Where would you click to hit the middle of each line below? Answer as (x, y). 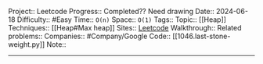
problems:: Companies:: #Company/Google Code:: (89, 36)
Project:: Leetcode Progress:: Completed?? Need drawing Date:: (112, 11)
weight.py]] (27, 44)
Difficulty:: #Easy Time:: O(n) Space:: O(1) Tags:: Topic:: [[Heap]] (122, 20)
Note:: (56, 44)
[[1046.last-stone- (201, 36)
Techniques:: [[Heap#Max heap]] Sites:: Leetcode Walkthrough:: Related (125, 28)
